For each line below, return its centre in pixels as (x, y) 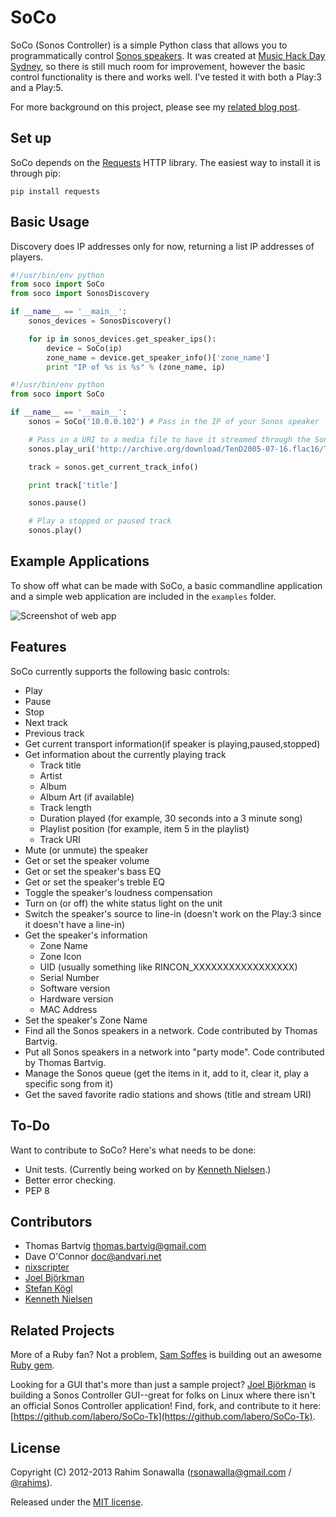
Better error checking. (70, 1180)
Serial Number (69, 977)
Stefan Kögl (48, 1288)
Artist (51, 775)
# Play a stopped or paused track (100, 521)
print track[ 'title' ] (73, 485)
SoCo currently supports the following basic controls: (120, 671)
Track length (65, 807)
